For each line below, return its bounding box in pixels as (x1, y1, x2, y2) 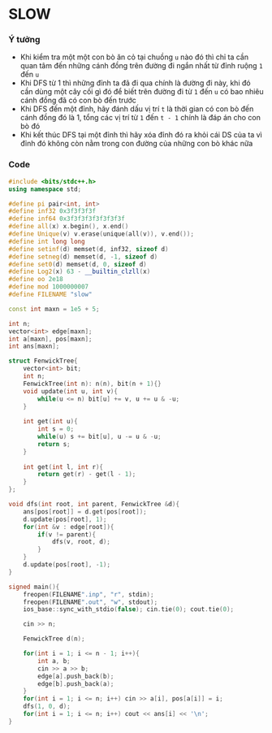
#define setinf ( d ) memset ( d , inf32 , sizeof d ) (8, 245, 169, 253)
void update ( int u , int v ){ (23, 387, 118, 395)
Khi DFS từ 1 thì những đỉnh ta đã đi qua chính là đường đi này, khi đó (19, 78, 251, 88)
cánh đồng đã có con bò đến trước (19, 95, 136, 106)
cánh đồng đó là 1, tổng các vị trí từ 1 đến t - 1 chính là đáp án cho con (19, 113, 261, 123)
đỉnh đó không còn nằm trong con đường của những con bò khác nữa (19, 139, 253, 149)
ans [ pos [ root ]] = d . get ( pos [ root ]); (23, 507, 148, 516)
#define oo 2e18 (8, 275, 63, 284)
